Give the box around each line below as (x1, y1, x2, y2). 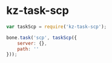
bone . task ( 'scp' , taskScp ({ (6, 35, 77, 41)
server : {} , (17, 40, 47, 46)
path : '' (17, 46, 39, 52)
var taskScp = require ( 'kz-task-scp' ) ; (6, 24, 107, 30)
